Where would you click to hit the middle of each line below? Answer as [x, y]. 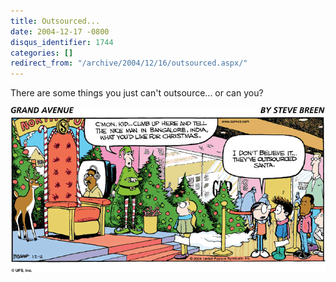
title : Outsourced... [55, 21]
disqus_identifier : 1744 [62, 42]
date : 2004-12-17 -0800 [60, 31]
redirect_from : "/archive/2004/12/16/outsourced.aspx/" [129, 63]
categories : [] [42, 53]
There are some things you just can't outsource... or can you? [137, 93]
